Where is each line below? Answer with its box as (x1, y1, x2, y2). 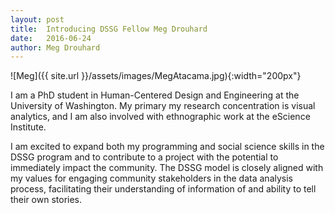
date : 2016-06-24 (10, 33, 92, 43)
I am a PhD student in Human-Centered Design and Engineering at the (10, 89, 300, 101)
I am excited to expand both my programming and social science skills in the (10, 141, 325, 153)
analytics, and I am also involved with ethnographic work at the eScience (10, 111, 311, 123)
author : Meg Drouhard (10, 42, 101, 53)
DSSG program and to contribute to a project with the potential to (10, 151, 279, 163)
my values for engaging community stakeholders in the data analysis (10, 172, 293, 185)
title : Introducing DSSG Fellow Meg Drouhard (10, 24, 208, 34)
